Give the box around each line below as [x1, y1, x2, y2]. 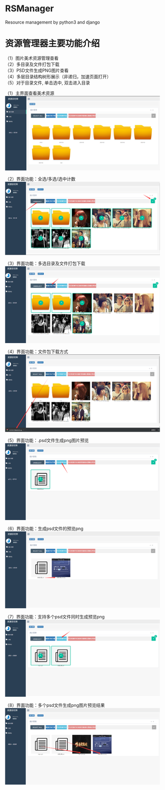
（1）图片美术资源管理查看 [5, 55, 59, 61]
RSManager [5, 3, 54, 14]
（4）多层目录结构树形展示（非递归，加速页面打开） [5, 73, 111, 79]
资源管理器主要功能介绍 [5, 38, 100, 49]
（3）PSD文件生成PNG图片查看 [5, 67, 69, 73]
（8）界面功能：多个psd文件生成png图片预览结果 [5, 702, 105, 708]
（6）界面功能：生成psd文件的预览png [5, 526, 83, 531]
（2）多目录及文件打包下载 [5, 61, 60, 67]
